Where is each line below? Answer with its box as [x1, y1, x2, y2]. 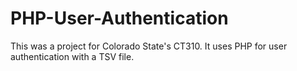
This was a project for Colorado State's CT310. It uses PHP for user [10, 40, 288, 52]
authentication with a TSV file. [10, 50, 135, 62]
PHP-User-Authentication [10, 7, 229, 30]
